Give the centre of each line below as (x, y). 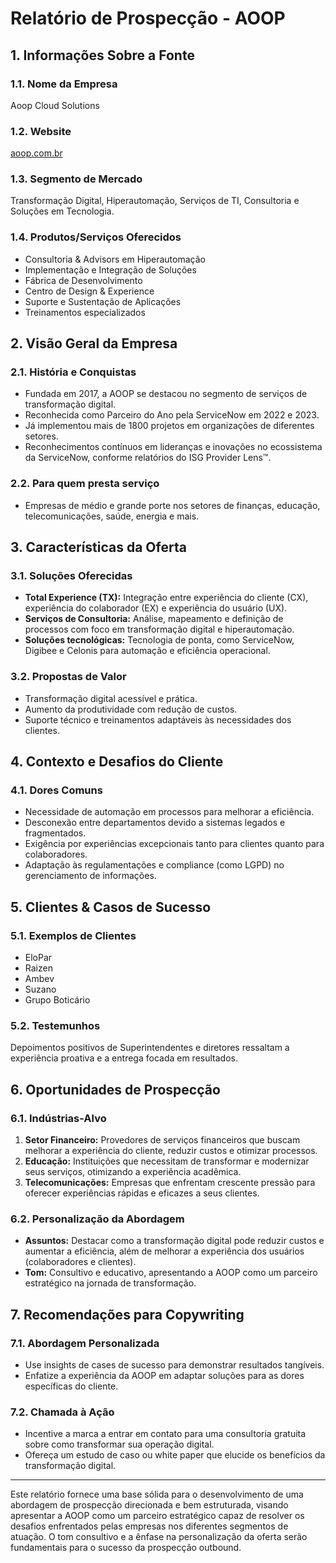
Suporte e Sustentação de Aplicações (103, 301)
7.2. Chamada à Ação (62, 1412)
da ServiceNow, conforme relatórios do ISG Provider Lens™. (148, 458)
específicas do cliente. (71, 1386)
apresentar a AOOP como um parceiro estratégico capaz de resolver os (157, 1516)
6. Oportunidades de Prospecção (115, 1089)
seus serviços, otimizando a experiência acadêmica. (133, 1172)
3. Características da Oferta (98, 547)
